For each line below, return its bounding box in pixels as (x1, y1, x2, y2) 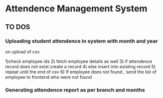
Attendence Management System (5, 3, 148, 14)
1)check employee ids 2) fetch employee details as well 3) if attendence (5, 58, 153, 64)
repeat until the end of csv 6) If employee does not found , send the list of (5, 69, 157, 75)
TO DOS (5, 23, 30, 31)
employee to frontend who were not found (5, 74, 92, 80)
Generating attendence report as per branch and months (5, 86, 146, 93)
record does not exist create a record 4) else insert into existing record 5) (5, 63, 156, 69)
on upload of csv (5, 49, 40, 54)
